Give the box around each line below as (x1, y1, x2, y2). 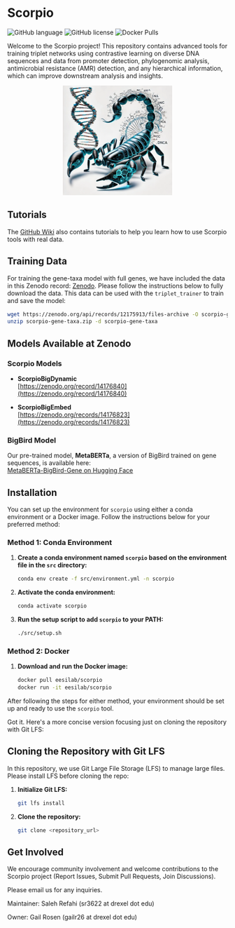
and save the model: (7, 296, 66, 304)
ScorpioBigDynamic (17, 375, 77, 383)
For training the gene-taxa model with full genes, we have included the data (7, 274, 225, 282)
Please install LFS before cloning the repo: (7, 772, 129, 780)
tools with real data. (7, 235, 64, 243)
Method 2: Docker (7, 646, 70, 656)
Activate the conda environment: (17, 588, 115, 597)
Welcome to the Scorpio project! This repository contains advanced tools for (7, 41, 228, 50)
